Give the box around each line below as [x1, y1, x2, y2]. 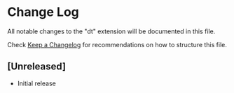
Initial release [17, 79, 56, 87]
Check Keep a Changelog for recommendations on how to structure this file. [7, 40, 228, 49]
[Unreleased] [7, 60, 67, 73]
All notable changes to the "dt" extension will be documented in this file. [7, 27, 216, 35]
